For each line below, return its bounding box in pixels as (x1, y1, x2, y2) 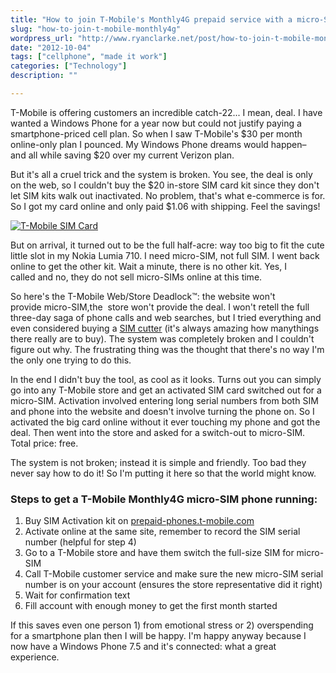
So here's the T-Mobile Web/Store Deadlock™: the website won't (10, 290, 276, 302)
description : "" (10, 71, 78, 81)
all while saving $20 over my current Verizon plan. (28, 149, 235, 161)
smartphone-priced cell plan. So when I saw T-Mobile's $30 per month (10, 127, 303, 140)
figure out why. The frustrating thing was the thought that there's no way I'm (10, 343, 325, 355)
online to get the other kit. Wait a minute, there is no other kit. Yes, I (10, 260, 287, 272)
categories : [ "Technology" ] (10, 61, 128, 71)
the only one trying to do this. (10, 354, 132, 366)
